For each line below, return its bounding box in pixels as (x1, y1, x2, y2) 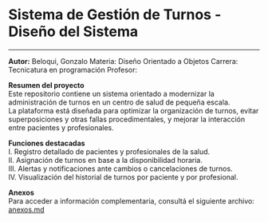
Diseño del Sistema (8, 22, 139, 41)
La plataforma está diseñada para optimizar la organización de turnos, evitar (8, 105, 259, 115)
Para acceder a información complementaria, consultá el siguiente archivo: (8, 196, 255, 205)
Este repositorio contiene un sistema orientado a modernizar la (8, 89, 215, 98)
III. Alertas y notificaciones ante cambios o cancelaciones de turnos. (8, 164, 233, 173)
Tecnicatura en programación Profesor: (8, 65, 138, 74)
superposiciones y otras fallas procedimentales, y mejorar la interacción (8, 114, 246, 124)
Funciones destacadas (8, 138, 85, 148)
